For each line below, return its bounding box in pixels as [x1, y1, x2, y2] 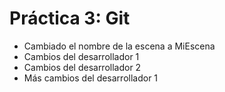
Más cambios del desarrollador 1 [23, 72, 159, 84]
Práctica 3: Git [9, 7, 131, 30]
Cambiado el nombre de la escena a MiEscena [23, 40, 216, 52]
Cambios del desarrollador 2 [23, 61, 142, 73]
